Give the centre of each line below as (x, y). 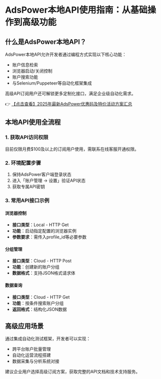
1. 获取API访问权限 (27, 137)
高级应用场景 (24, 326)
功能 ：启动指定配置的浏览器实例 (44, 231)
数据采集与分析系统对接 (36, 361)
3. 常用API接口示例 (27, 200)
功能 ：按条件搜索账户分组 (38, 303)
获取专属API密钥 (29, 187)
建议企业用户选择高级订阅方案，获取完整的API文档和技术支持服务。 (73, 372)
